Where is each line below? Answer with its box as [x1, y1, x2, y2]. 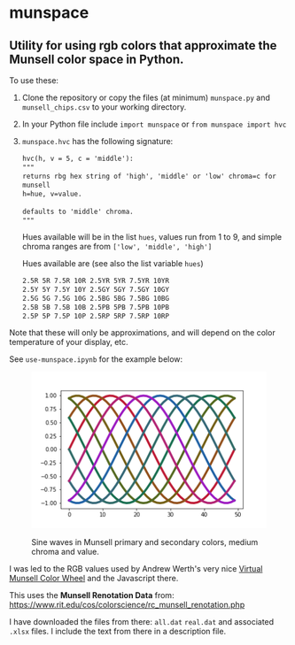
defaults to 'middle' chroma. [21, 207, 135, 216]
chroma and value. [31, 546, 99, 557]
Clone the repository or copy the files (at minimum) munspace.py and [21, 92, 270, 103]
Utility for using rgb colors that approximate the [9, 38, 277, 53]
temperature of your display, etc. [9, 337, 128, 347]
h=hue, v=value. [21, 189, 82, 198]
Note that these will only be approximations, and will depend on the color [9, 327, 276, 338]
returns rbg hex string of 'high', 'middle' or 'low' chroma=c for [21, 172, 276, 180]
